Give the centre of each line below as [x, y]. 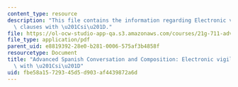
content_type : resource [42, 14]
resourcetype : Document [42, 53]
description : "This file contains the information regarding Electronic [117, 20]
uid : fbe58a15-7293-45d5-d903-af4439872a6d [73, 72]
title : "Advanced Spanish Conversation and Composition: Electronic [110, 60]
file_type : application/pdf [49, 40]
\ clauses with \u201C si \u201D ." [63, 27]
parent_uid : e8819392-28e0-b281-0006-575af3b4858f [84, 46]
